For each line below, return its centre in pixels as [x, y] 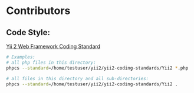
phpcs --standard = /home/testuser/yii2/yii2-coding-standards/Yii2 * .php [97, 68]
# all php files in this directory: [51, 63]
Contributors [38, 11]
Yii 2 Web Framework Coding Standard [53, 46]
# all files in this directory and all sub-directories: [78, 78]
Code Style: [28, 32]
